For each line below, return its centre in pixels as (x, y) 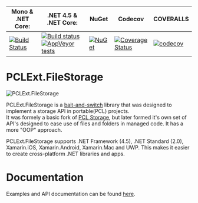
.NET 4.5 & (62, 15)
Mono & (22, 11)
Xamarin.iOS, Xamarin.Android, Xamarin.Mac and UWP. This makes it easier (98, 147)
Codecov (131, 19)
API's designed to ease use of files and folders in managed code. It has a (95, 124)
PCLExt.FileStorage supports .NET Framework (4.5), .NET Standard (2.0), (95, 141)
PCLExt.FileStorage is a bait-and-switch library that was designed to (89, 105)
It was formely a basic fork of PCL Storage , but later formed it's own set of (97, 117)
